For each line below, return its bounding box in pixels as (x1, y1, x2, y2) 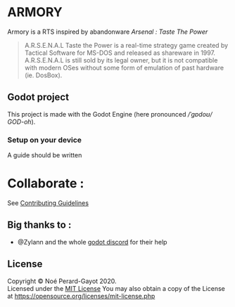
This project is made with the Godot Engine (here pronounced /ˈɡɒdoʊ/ (7, 110, 212, 118)
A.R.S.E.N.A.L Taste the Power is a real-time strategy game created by (24, 41, 229, 49)
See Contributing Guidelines (7, 198, 89, 207)
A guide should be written (7, 151, 82, 159)
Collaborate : (7, 176, 84, 192)
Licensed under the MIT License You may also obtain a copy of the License (7, 284, 225, 292)
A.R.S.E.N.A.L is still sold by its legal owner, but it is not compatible (24, 55, 218, 64)
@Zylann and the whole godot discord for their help (17, 237, 167, 246)
